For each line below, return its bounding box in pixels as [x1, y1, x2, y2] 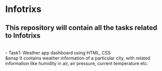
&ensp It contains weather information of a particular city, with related [5, 55, 150, 61]
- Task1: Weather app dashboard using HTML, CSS [5, 50, 111, 55]
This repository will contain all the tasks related [5, 23, 157, 32]
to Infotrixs [5, 31, 41, 39]
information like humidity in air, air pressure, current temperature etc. [5, 60, 148, 66]
